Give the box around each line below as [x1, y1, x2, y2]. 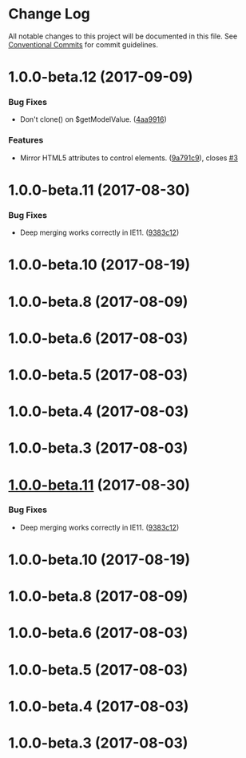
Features [8, 135, 44, 146]
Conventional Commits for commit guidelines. [8, 39, 158, 49]
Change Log [8, 5, 90, 23]
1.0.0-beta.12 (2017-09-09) [8, 68, 193, 87]
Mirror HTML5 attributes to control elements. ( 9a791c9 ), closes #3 [19, 153, 238, 163]
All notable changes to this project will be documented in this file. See [8, 31, 238, 41]
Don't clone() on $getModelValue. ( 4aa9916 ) [19, 115, 168, 124]
